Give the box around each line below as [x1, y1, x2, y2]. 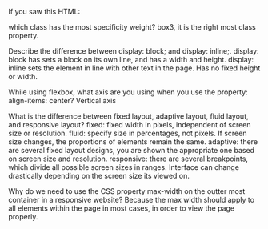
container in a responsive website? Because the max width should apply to [8, 195, 254, 204]
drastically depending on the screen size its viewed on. [8, 171, 190, 180]
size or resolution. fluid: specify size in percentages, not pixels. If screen [8, 128, 247, 138]
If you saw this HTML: [8, 7, 81, 16]
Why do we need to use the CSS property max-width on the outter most [8, 187, 246, 195]
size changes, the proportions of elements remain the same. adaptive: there [8, 137, 258, 147]
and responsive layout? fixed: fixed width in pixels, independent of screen [8, 120, 251, 129]
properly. [8, 212, 38, 221]
